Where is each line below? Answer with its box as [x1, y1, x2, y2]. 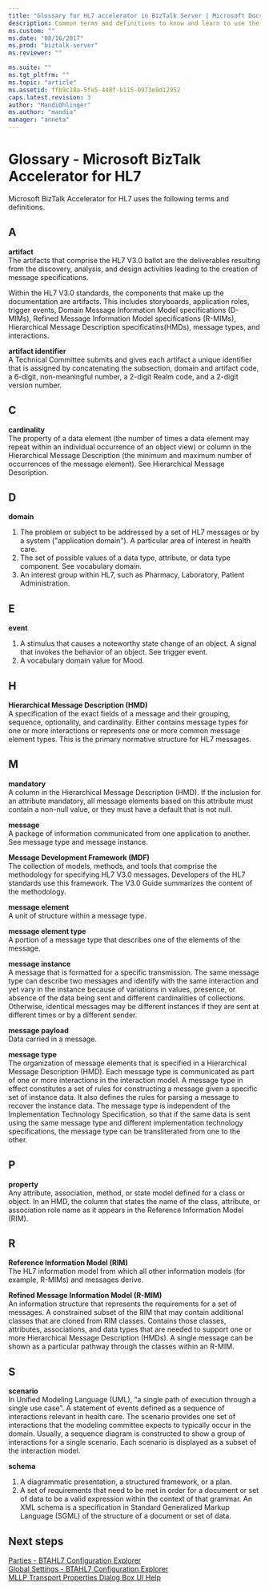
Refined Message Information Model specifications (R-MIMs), [33, 314, 236, 323]
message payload [8, 1025, 70, 1035]
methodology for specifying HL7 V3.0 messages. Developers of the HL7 [8, 870, 246, 879]
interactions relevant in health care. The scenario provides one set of [8, 1412, 236, 1422]
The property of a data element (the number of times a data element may [8, 433, 250, 443]
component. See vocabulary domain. [19, 562, 143, 571]
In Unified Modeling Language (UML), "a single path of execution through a [8, 1395, 257, 1405]
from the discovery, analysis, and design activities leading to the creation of [8, 264, 259, 274]
